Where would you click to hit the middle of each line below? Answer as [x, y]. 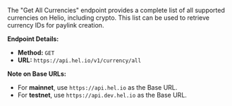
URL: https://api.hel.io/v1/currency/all [79, 60]
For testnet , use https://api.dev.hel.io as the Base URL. [102, 95]
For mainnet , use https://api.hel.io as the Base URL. [97, 87]
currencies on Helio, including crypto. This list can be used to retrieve [109, 18]
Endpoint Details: [33, 39]
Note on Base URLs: [37, 74]
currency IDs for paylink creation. [56, 25]
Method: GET [36, 53]
